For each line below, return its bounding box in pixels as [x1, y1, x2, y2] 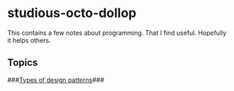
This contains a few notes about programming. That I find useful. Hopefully [7, 28, 227, 37]
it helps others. [7, 36, 51, 44]
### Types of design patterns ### [7, 75, 105, 84]
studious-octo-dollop [7, 5, 137, 21]
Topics [7, 57, 38, 69]
